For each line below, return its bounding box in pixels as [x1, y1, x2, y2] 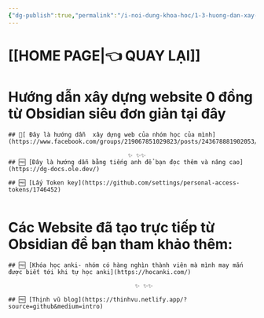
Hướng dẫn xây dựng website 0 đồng [8, 88, 253, 106]
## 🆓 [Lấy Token [8, 178, 64, 187]
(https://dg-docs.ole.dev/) [8, 165, 101, 173]
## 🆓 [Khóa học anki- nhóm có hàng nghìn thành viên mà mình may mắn [8, 261, 244, 269]
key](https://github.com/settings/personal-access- [67, 178, 240, 187]
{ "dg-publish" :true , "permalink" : [8, 11, 118, 20]
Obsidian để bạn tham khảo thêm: [8, 235, 233, 253]
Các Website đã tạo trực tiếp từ [8, 218, 215, 236]
